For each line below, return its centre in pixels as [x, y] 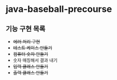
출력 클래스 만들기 [30, 73]
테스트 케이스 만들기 [32, 48]
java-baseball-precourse [59, 9]
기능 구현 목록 [26, 29]
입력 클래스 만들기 [30, 66]
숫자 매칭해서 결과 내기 [35, 60]
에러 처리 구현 [26, 41]
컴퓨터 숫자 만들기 [30, 54]
